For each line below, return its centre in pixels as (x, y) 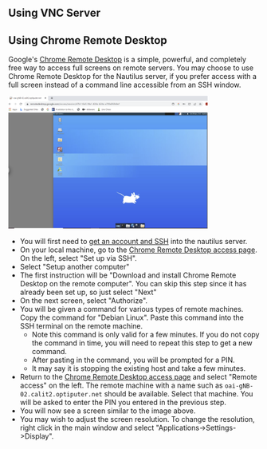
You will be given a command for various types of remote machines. (132, 309)
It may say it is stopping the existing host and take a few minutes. (139, 368)
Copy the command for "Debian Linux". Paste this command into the (132, 317)
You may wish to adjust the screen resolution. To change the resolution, (137, 419)
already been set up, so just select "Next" (88, 292)
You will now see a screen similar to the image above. (108, 411)
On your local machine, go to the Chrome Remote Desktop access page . (138, 250)
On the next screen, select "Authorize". (84, 300)
